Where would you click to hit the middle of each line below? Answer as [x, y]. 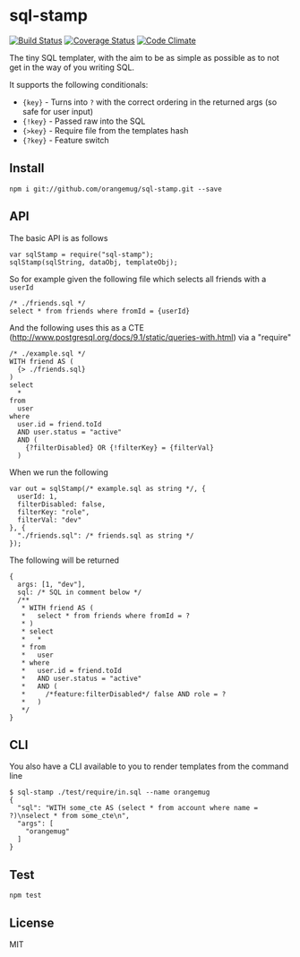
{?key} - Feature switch [65, 140]
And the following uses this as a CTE [77, 327]
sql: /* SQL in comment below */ [80, 592]
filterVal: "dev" [50, 520]
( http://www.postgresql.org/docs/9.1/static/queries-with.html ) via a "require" [150, 337]
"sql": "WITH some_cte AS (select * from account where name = [137, 808]
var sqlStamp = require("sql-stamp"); [81, 254]
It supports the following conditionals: [79, 84]
